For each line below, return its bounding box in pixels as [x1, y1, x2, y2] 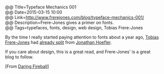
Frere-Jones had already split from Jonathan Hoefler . [5, 39, 112, 45]
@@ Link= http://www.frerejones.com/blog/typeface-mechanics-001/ [5, 15, 144, 20]
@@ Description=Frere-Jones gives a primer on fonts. [5, 19, 114, 25]
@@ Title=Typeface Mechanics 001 [5, 4, 77, 10]
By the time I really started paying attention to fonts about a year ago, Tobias [5, 34, 159, 40]
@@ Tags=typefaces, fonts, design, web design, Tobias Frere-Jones [5, 25, 143, 31]
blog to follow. [5, 54, 34, 60]
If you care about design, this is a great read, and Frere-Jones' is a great [5, 49, 151, 55]
